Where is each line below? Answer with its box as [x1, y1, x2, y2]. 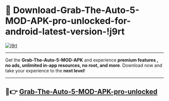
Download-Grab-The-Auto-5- [13, 5, 140, 16]
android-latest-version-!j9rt [5, 26, 125, 37]
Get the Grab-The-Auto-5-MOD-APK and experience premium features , [5, 57, 158, 63]
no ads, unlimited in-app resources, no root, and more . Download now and [5, 62, 162, 68]
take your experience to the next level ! [5, 67, 86, 73]
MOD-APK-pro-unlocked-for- [5, 15, 131, 27]
